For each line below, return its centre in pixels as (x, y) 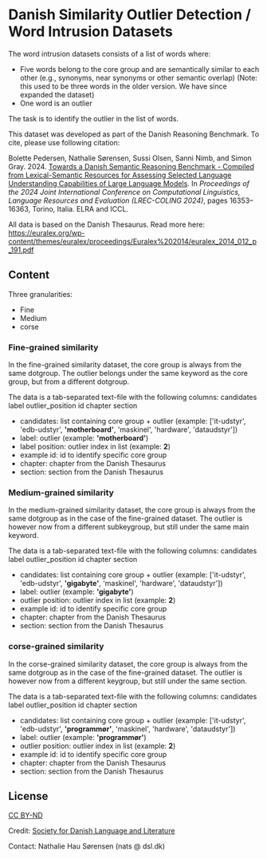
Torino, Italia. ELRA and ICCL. (80, 208)
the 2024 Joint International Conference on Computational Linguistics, (124, 192)
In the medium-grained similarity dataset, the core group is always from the (132, 510)
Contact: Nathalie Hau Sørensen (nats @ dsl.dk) (87, 846)
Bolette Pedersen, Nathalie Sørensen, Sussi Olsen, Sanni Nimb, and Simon (130, 158)
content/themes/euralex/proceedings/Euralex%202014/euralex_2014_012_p (133, 241)
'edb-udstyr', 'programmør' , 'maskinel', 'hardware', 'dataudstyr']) (128, 729)
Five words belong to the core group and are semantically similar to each (139, 69)
